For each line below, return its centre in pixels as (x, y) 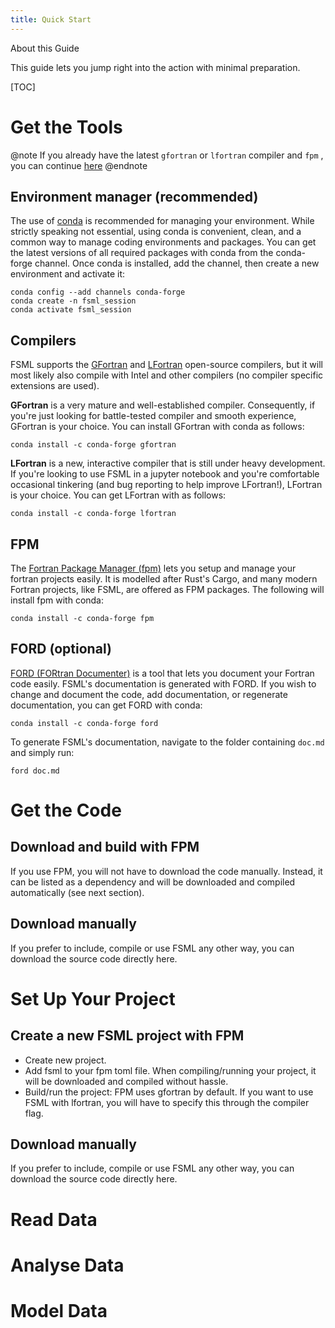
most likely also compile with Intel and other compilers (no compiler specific (167, 375)
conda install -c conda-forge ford (84, 723)
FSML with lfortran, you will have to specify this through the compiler (167, 1102)
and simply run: (42, 752)
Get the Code (66, 810)
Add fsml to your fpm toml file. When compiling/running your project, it (170, 1070)
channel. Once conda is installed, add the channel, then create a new (177, 263)
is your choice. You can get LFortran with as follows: (118, 495)
